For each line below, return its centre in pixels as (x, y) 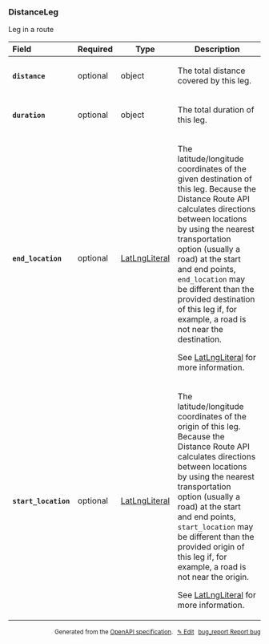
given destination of (215, 179)
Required (95, 49)
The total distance (211, 71)
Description (217, 49)
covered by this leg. (215, 81)
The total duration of (216, 110)
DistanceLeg (33, 12)
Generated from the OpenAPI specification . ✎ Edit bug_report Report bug (158, 632)
